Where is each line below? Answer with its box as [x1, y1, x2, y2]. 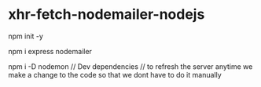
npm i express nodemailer [8, 46, 93, 56]
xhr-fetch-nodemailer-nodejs [8, 5, 205, 24]
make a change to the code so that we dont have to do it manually [8, 70, 222, 79]
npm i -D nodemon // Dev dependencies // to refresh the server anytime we [8, 61, 253, 71]
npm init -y [8, 31, 43, 41]
